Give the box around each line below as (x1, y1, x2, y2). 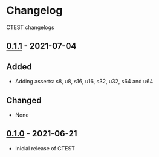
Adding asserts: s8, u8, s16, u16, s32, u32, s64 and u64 (15, 78, 154, 85)
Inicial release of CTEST (15, 144, 76, 152)
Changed (6, 95, 42, 106)
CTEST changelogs (6, 24, 54, 31)
